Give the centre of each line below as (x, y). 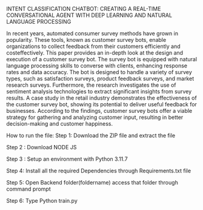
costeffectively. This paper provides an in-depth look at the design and (95, 53)
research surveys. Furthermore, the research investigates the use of (91, 85)
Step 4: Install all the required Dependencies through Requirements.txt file (99, 171)
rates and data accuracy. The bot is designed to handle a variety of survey (99, 72)
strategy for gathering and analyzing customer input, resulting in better (95, 117)
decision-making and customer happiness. (60, 124)
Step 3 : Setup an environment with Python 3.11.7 (67, 159)
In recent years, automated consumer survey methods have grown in (92, 33)
